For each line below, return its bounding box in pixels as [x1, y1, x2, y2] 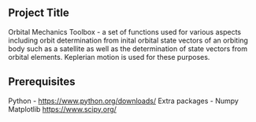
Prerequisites [8, 75, 76, 89]
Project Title [8, 6, 69, 20]
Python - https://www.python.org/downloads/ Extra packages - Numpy [8, 96, 239, 105]
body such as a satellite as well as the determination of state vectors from [8, 43, 248, 54]
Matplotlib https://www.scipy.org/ [8, 104, 117, 113]
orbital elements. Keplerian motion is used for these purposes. [8, 52, 210, 61]
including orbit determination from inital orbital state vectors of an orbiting [8, 35, 248, 45]
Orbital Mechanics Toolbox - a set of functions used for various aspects [8, 27, 242, 36]
